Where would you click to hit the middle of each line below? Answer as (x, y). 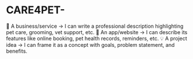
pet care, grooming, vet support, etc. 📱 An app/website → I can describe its (97, 32)
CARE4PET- (36, 10)
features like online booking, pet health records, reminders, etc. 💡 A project (96, 38)
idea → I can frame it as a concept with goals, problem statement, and (90, 45)
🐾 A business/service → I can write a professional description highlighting (95, 26)
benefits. (17, 51)
